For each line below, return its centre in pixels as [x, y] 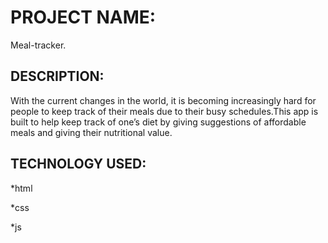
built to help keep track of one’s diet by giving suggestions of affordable [158, 122]
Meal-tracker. [38, 45]
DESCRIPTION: [57, 76]
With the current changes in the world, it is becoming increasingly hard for [163, 100]
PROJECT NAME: [83, 17]
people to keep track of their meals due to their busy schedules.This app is [164, 111]
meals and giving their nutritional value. [91, 132]
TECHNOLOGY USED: [78, 164]
